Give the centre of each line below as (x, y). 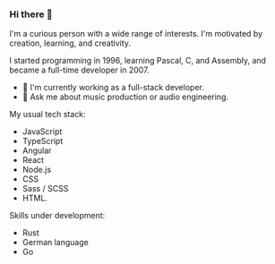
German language (56, 243)
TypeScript (43, 141)
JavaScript (42, 132)
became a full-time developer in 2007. (79, 70)
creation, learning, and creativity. (70, 43)
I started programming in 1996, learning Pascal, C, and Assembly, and (138, 61)
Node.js (37, 170)
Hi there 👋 (31, 14)
